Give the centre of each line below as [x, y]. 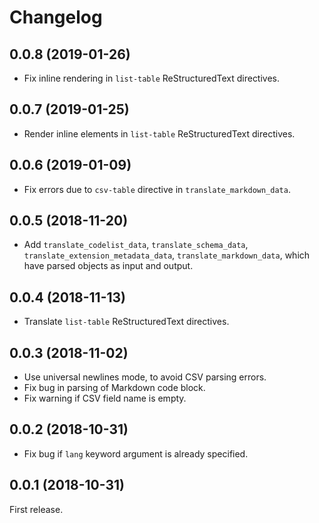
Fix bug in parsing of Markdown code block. [114, 388]
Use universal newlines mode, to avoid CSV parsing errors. [145, 377]
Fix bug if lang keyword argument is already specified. [136, 453]
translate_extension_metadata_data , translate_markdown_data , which [167, 255]
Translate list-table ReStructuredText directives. [126, 322]
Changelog [56, 17]
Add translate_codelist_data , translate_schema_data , [136, 245]
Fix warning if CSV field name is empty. [105, 398]
